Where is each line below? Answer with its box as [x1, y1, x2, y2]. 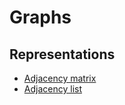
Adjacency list [23, 83, 82, 95]
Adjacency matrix [23, 72, 97, 84]
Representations [9, 46, 116, 63]
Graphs [9, 6, 72, 29]
